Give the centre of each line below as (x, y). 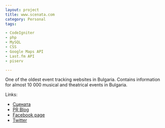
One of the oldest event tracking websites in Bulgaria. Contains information (83, 80)
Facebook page (29, 115)
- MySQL (13, 42)
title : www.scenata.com (30, 15)
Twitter (20, 120)
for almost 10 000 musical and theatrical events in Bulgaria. (66, 85)
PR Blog (21, 110)
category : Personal (26, 19)
